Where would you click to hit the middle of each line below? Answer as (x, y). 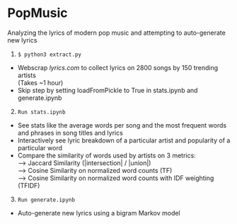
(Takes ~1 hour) (40, 82)
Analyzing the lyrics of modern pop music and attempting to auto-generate (117, 33)
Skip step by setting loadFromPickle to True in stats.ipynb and (108, 90)
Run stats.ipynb (41, 112)
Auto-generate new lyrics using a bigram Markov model (99, 213)
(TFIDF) (29, 185)
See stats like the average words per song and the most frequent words (122, 125)
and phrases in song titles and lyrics (70, 133)
